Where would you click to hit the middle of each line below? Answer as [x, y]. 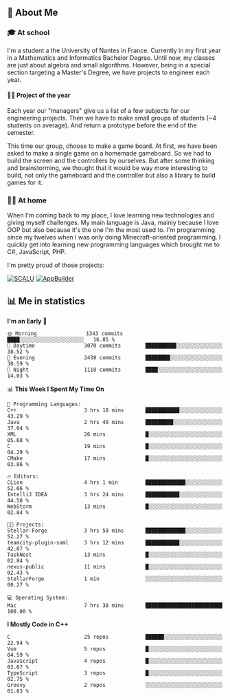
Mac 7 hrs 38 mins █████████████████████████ [115, 606]
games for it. [25, 182]
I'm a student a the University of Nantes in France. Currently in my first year [114, 50]
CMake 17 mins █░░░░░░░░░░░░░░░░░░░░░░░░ [115, 458]
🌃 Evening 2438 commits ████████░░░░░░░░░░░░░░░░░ [115, 358]
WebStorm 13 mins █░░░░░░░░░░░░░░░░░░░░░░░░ [115, 507]
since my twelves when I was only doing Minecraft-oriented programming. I [114, 237]
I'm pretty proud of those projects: [56, 265]
